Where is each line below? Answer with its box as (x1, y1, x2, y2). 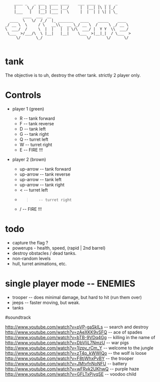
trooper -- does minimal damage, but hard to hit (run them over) (12, 294, 142, 300)
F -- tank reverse (19, 120, 54, 126)
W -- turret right (19, 142, 53, 148)
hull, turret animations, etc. (12, 261, 67, 267)
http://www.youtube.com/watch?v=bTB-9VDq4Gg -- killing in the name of (5, 334, 156, 340)
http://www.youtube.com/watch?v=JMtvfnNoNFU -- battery (5, 360, 128, 366)
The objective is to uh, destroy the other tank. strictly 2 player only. (5, 72, 141, 78)
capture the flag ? (12, 239, 48, 245)
